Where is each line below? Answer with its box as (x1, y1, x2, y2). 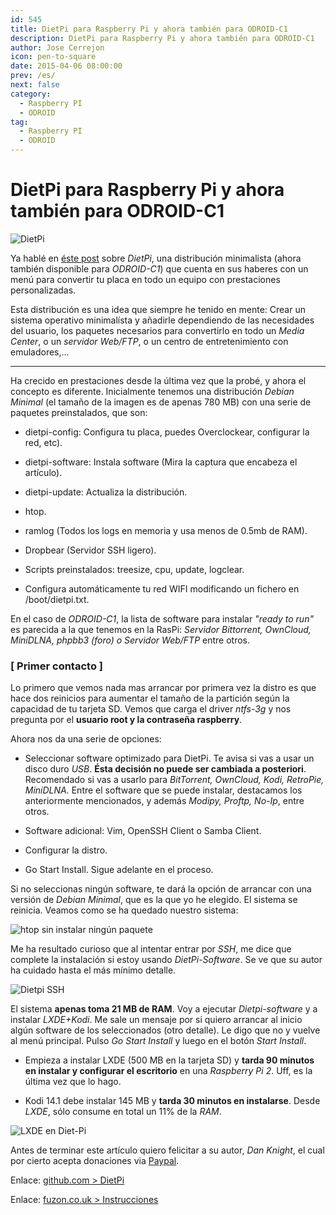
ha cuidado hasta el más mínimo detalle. (10, 964, 177, 976)
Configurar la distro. (24, 844, 108, 856)
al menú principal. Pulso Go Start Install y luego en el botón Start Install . (10, 1035, 307, 1047)
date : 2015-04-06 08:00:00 (10, 61, 123, 71)
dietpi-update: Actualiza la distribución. (24, 486, 188, 498)
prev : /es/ (10, 71, 56, 81)
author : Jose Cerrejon (10, 42, 105, 53)
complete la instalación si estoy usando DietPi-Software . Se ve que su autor (10, 954, 323, 966)
